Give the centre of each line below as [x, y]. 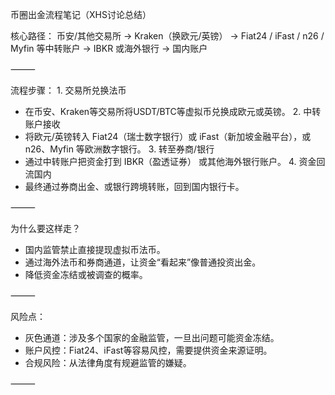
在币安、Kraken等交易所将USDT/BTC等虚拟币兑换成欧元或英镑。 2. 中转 [173, 111]
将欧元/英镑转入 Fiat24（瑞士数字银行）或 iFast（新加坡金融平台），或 [168, 136]
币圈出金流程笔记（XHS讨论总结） [81, 14]
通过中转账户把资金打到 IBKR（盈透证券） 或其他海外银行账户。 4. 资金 [170, 161]
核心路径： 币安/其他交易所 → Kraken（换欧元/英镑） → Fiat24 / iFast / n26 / [167, 36]
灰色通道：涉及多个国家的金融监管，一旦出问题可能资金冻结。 [152, 337]
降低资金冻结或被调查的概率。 [86, 274]
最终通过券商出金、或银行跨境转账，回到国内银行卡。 [134, 186]
